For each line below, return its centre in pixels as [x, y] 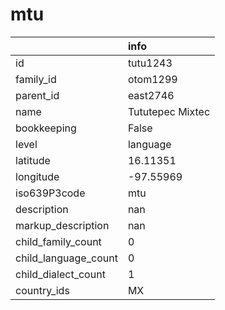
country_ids [42, 290]
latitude [33, 160]
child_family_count [58, 241]
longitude [37, 176]
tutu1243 [150, 63]
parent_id [37, 95]
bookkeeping [46, 128]
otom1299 [152, 79]
